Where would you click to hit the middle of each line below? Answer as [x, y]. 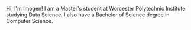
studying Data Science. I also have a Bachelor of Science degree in [88, 15]
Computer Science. [30, 21]
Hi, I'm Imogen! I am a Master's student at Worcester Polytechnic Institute [96, 9]
